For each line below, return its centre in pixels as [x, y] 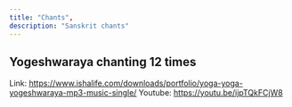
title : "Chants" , [41, 17]
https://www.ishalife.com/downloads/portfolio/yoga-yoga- [136, 83]
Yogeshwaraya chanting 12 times [103, 62]
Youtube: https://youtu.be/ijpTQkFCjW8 [211, 93]
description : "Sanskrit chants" [69, 26]
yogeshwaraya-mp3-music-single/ [73, 93]
